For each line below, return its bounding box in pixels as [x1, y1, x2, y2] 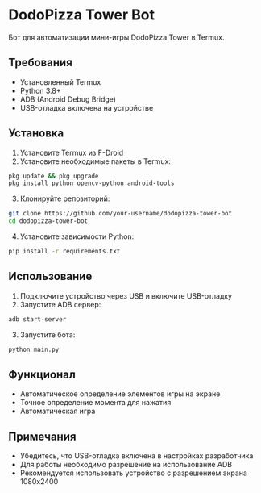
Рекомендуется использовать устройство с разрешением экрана [19, 468, 248, 478]
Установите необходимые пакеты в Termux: [19, 156, 172, 166]
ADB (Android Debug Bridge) [19, 94, 117, 104]
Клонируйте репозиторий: [19, 194, 110, 203]
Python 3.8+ [19, 86, 62, 95]
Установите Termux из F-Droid [19, 148, 124, 157]
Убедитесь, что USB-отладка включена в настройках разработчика [19, 451, 254, 461]
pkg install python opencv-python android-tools [8, 179, 175, 187]
